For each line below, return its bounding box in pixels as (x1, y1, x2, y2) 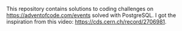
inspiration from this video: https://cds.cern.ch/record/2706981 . (6, 18, 167, 25)
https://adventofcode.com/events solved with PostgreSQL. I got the (6, 12, 177, 19)
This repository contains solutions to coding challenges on (6, 5, 154, 12)
